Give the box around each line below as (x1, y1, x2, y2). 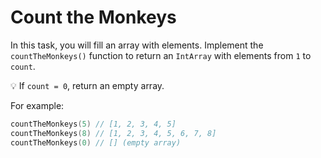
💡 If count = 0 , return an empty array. (10, 79, 165, 91)
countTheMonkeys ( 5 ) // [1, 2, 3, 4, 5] (10, 119, 177, 129)
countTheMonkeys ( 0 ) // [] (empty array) (10, 137, 182, 148)
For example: (10, 99, 65, 111)
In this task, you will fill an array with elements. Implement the (10, 39, 264, 51)
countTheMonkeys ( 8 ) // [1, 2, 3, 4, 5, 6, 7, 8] (10, 128, 217, 138)
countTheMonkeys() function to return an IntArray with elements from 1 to (10, 49, 312, 61)
